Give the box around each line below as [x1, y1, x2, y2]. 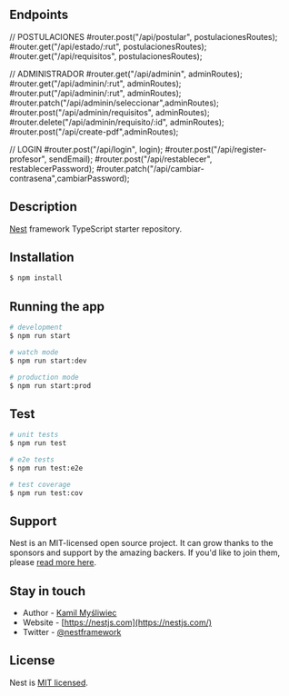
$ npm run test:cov [9, 488, 84, 498]
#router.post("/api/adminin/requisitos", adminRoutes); [9, 106, 211, 117]
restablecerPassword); [9, 163, 95, 174]
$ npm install [9, 273, 64, 283]
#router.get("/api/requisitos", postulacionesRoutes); [9, 50, 203, 62]
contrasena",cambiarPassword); [9, 173, 130, 184]
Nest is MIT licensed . [9, 677, 89, 688]
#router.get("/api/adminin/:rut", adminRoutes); [9, 77, 182, 89]
